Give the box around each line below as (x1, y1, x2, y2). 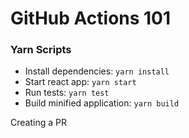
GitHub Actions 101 (10, 7, 172, 30)
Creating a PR (10, 117, 67, 129)
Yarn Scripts (10, 43, 72, 57)
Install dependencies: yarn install (24, 65, 170, 77)
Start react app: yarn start (24, 76, 137, 88)
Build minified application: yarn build (24, 97, 180, 109)
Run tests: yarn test (24, 87, 110, 99)
